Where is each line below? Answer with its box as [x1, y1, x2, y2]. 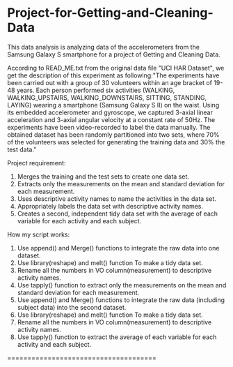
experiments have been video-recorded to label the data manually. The [7, 123, 211, 131]
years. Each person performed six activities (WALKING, [16, 86, 175, 94]
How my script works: [7, 230, 70, 239]
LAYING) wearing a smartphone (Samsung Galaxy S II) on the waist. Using [7, 100, 220, 109]
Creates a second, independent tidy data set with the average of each [17, 209, 218, 218]
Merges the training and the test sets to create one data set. [17, 172, 189, 181]
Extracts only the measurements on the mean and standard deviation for [17, 179, 225, 188]
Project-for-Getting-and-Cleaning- [7, 5, 214, 21]
